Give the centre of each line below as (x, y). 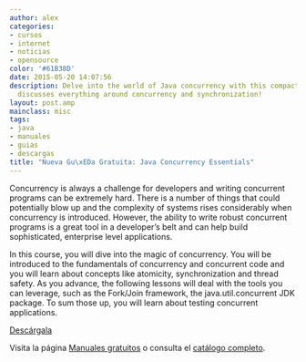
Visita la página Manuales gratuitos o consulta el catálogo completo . (138, 347)
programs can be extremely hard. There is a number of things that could (145, 198)
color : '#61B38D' (42, 69)
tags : (20, 119)
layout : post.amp (42, 103)
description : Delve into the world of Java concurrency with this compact (154, 86)
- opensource (34, 60)
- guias (24, 145)
